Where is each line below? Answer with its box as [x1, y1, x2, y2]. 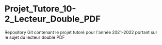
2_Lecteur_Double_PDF [4, 13, 101, 24]
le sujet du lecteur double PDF [4, 34, 65, 40]
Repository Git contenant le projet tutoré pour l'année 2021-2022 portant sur [4, 29, 158, 35]
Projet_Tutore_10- [4, 3, 76, 14]
